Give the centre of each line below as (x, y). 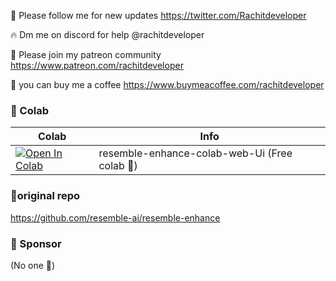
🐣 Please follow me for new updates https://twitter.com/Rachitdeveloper (158, 15)
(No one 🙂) (33, 265)
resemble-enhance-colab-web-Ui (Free (195, 153)
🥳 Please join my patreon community (86, 54)
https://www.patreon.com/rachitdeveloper (97, 65)
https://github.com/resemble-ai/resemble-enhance (115, 217)
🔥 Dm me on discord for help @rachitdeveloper (107, 34)
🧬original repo (45, 196)
